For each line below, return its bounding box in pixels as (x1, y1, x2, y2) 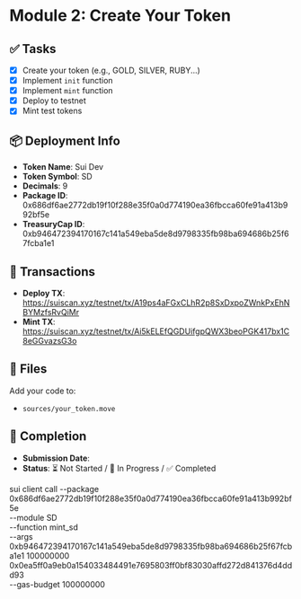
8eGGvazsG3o (22, 335, 77, 346)
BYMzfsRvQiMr (22, 306, 79, 317)
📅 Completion (9, 428, 87, 445)
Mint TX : (22, 316, 56, 327)
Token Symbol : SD (22, 172, 93, 182)
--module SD (9, 512, 58, 523)
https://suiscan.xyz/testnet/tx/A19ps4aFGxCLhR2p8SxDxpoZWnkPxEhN (22, 297, 290, 308)
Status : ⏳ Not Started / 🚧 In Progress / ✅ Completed (22, 462, 217, 473)
